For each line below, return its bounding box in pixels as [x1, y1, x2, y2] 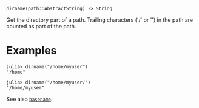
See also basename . [6, 95, 53, 103]
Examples [6, 44, 57, 57]
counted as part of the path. [6, 23, 76, 30]
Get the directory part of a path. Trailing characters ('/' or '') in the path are [6, 16, 193, 24]
